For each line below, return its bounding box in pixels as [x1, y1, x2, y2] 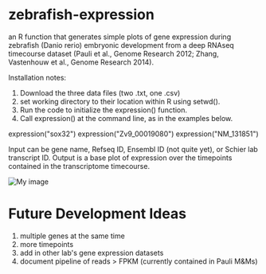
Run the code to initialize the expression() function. [19, 105, 187, 115]
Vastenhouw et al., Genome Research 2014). [8, 57, 155, 67]
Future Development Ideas [8, 205, 187, 223]
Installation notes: [8, 72, 66, 82]
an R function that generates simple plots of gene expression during [8, 32, 232, 41]
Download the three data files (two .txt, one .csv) [19, 88, 181, 97]
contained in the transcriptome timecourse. [8, 161, 150, 170]
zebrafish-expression [8, 6, 155, 24]
